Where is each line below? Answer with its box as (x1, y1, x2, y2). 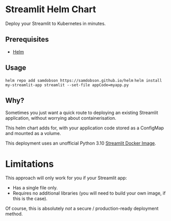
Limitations (5, 158, 54, 170)
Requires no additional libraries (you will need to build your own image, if (12, 190, 166, 197)
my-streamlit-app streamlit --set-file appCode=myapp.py (5, 82, 129, 88)
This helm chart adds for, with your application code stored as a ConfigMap (5, 125, 164, 131)
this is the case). (12, 196, 47, 202)
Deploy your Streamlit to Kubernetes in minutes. (5, 20, 106, 26)
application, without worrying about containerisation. (5, 115, 116, 121)
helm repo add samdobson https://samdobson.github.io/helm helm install (5, 78, 162, 83)
